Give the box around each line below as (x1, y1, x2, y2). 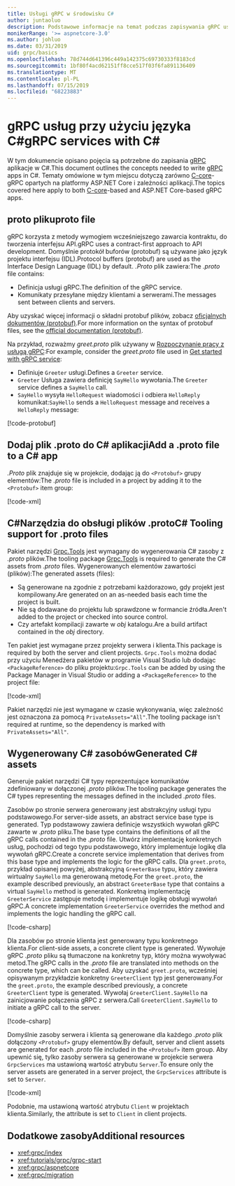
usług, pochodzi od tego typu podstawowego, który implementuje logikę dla (7, 843, 226, 851)
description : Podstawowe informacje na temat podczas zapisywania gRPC (7, 23, 220, 30)
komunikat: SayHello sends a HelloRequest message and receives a (17, 398, 210, 406)
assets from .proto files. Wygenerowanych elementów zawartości (7, 562, 197, 570)
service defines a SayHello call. (17, 383, 108, 392)
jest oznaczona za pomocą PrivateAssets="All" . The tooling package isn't (7, 713, 220, 721)
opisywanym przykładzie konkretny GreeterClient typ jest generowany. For (7, 973, 223, 983)
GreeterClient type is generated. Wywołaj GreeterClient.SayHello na (7, 989, 208, 997)
